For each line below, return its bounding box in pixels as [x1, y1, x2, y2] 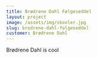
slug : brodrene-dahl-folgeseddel [6, 25, 89, 31]
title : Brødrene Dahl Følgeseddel [6, 8, 92, 15]
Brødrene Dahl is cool [6, 46, 60, 53]
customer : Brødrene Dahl [6, 30, 68, 36]
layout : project [6, 14, 46, 20]
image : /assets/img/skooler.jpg [6, 19, 86, 25]
